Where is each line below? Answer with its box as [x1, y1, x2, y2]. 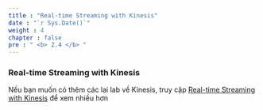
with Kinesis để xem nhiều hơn [8, 93, 109, 103]
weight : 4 [8, 26, 44, 34]
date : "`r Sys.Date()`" [8, 19, 91, 27]
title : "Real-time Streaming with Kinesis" [8, 11, 158, 20]
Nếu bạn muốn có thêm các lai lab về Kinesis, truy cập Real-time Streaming [8, 85, 256, 95]
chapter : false [8, 33, 62, 42]
